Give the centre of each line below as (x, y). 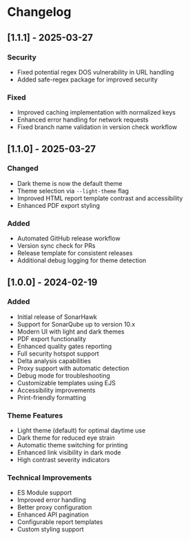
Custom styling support (50, 530)
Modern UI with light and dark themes (71, 331)
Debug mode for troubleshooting (63, 375)
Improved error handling (51, 500)
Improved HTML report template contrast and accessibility (100, 198)
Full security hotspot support (58, 354)
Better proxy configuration (54, 508)
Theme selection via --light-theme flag (73, 191)
